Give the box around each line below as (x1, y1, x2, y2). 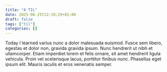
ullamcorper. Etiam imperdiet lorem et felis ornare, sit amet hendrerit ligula (5, 51, 161, 57)
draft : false (5, 17, 33, 22)
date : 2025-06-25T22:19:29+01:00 (5, 12, 76, 17)
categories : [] (5, 26, 38, 31)
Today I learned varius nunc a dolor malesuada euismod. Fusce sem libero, (5, 40, 162, 46)
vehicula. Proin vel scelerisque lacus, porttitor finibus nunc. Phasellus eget (5, 56, 161, 62)
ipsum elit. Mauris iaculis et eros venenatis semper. (5, 61, 113, 67)
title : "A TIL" (5, 7, 38, 13)
